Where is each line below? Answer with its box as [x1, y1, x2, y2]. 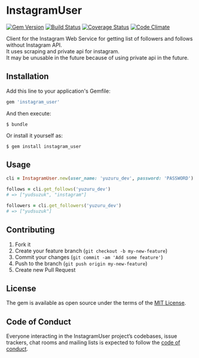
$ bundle [6, 121, 28, 128]
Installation [6, 71, 49, 81]
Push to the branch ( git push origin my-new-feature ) [14, 260, 148, 267]
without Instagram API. [6, 41, 63, 48]
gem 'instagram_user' [6, 99, 60, 105]
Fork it [14, 241, 31, 248]
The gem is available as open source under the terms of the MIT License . [6, 299, 186, 307]
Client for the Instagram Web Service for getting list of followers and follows [6, 35, 193, 42]
